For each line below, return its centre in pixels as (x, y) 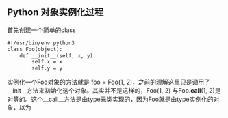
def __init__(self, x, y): (58, 56)
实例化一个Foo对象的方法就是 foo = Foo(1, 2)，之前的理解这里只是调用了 (109, 82)
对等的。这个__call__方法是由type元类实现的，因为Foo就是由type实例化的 (110, 99)
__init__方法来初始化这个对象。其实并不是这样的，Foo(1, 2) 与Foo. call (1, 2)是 (114, 91)
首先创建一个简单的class (42, 30)
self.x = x (47, 62)
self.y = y (47, 68)
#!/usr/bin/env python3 (41, 43)
